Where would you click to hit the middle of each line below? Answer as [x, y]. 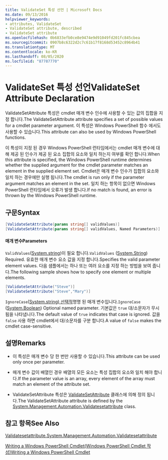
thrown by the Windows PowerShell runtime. [51, 196]
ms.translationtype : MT [30, 47]
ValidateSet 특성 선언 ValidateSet [73, 88]
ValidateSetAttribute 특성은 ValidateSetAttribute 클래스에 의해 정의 [79, 394]
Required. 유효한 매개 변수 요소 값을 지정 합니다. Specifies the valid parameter [83, 259]
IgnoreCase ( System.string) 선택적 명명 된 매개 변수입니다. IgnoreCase [73, 301]
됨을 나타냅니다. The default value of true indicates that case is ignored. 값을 [83, 314]
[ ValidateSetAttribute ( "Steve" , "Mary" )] [48, 291]
